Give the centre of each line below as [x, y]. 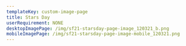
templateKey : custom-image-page [47, 12]
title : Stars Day [28, 17]
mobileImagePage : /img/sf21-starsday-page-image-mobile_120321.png [93, 34]
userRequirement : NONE [35, 23]
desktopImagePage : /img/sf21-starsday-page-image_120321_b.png [88, 28]
